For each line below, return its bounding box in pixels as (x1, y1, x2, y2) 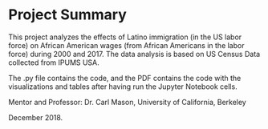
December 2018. (8, 112, 63, 122)
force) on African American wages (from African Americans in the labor (8, 40, 245, 50)
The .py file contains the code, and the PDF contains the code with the (8, 73, 242, 83)
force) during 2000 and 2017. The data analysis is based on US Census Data (8, 49, 261, 58)
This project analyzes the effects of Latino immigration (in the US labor (8, 32, 242, 42)
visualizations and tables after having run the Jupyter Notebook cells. (8, 82, 238, 91)
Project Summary (8, 6, 127, 24)
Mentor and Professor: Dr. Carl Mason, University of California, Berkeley (8, 97, 246, 107)
